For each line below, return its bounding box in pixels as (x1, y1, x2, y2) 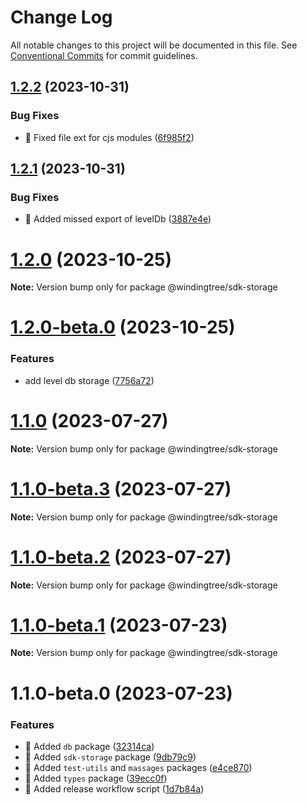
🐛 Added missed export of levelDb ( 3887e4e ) (24, 213, 212, 225)
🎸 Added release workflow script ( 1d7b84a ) (24, 782, 205, 795)
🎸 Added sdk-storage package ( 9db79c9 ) (24, 751, 197, 763)
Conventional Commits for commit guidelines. (10, 49, 198, 61)
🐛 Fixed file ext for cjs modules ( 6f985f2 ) (24, 131, 195, 143)
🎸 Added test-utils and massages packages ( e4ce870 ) (24, 761, 253, 773)
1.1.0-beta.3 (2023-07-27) (10, 477, 232, 500)
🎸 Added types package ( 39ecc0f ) (24, 772, 168, 784)
